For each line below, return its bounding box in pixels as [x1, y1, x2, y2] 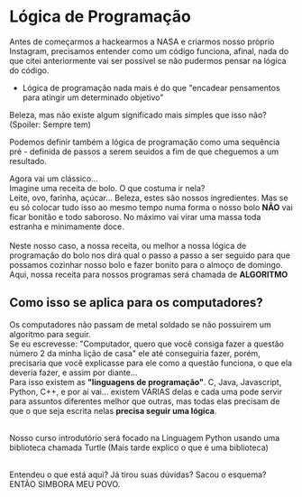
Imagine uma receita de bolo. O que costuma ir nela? [9, 182, 206, 193]
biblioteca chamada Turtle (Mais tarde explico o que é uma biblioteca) [9, 442, 269, 453]
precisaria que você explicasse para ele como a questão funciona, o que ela [9, 357, 293, 368]
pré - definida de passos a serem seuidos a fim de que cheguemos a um [9, 146, 279, 157]
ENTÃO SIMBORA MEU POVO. [9, 478, 121, 489]
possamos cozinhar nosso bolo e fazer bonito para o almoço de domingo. [9, 259, 284, 270]
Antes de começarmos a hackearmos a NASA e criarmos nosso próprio [9, 36, 275, 47]
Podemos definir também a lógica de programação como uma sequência [9, 136, 280, 147]
